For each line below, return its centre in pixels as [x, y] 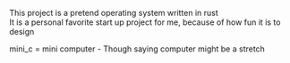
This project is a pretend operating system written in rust [114, 13]
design [22, 31]
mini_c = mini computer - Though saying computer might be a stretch [137, 49]
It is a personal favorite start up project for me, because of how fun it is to [145, 22]
